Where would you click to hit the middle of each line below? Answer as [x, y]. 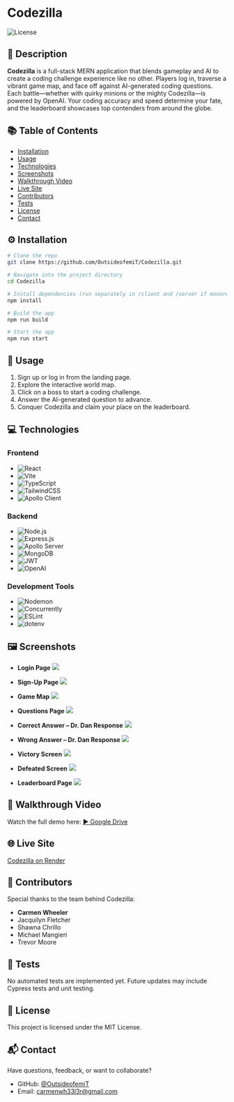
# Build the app [31, 313]
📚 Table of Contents [53, 131]
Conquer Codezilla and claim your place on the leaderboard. [104, 407]
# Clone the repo [32, 256]
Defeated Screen [42, 768]
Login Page [34, 668]
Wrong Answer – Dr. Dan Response [69, 740]
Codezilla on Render [36, 861]
